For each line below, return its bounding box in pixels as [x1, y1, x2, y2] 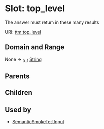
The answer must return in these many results [5, 19, 99, 25]
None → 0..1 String [5, 56, 42, 63]
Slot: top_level [5, 3, 65, 14]
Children [5, 88, 32, 97]
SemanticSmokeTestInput [12, 119, 64, 125]
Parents [5, 72, 30, 80]
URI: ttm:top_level [5, 29, 41, 35]
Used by [5, 105, 31, 114]
